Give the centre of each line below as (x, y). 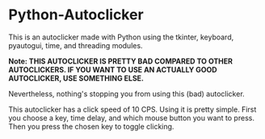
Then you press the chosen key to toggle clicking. (91, 126)
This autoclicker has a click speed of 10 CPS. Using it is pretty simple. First (132, 109)
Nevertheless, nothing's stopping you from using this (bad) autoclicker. (126, 93)
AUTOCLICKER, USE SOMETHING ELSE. (76, 78)
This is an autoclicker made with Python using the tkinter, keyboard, (121, 37)
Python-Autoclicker (76, 15)
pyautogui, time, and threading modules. (76, 45)
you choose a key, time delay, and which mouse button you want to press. (131, 117)
